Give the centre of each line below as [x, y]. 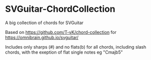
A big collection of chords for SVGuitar [44, 23]
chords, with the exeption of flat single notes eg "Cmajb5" [64, 52]
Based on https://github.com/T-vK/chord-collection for [61, 32]
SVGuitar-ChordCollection [60, 9]
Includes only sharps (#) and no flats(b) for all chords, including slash [76, 47]
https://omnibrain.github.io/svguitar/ [42, 37]
